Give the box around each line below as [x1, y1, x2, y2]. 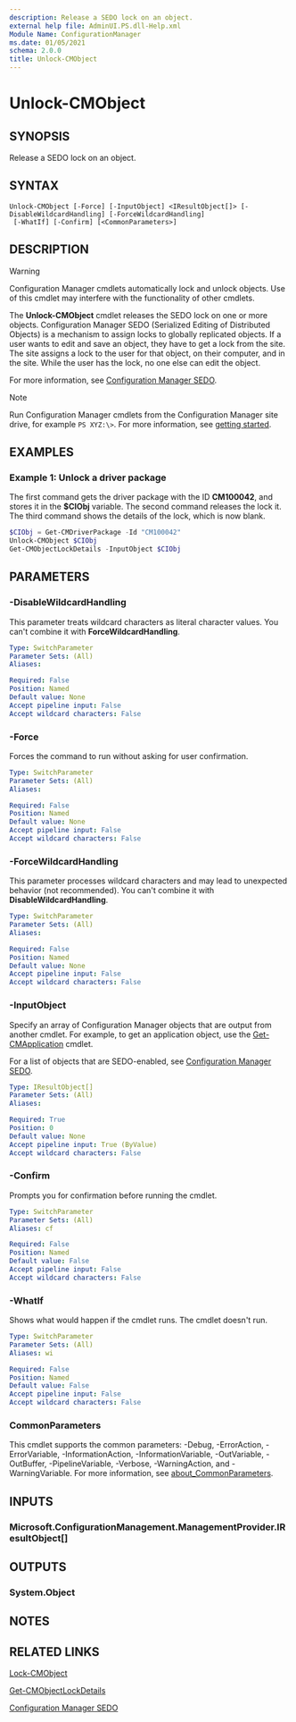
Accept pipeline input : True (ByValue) [9, 1140, 158, 1149]
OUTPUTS [9, 1559, 67, 1574]
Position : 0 [9, 1124, 53, 1133]
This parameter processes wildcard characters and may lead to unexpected [9, 875, 288, 886]
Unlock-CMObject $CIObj [9, 536, 98, 545]
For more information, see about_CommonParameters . [74, 1468, 274, 1479]
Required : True [9, 1115, 66, 1125]
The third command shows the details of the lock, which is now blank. [9, 511, 266, 521]
